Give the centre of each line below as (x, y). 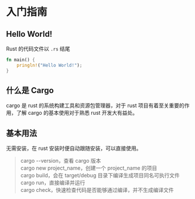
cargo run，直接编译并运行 (53, 183)
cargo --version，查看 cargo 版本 (61, 161)
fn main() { (20, 60)
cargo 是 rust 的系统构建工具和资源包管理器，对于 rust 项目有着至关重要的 (95, 105)
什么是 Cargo (30, 90)
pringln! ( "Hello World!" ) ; (49, 65)
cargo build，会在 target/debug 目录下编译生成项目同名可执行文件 (100, 176)
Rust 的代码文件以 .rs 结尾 (38, 49)
